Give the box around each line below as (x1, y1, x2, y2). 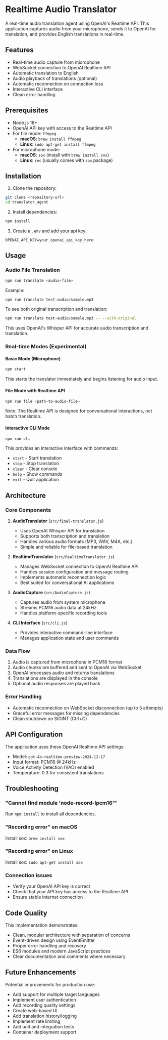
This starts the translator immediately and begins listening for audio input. (5, 376, 158, 382)
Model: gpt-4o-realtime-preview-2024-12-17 (12, 753, 105, 760)
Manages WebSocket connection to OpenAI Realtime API (20, 563, 139, 570)
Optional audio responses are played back (12, 681, 101, 687)
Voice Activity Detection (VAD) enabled (12, 764, 94, 770)
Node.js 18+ (12, 119, 38, 126)
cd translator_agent (5, 200, 49, 205)
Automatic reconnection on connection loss (12, 80, 103, 87)
